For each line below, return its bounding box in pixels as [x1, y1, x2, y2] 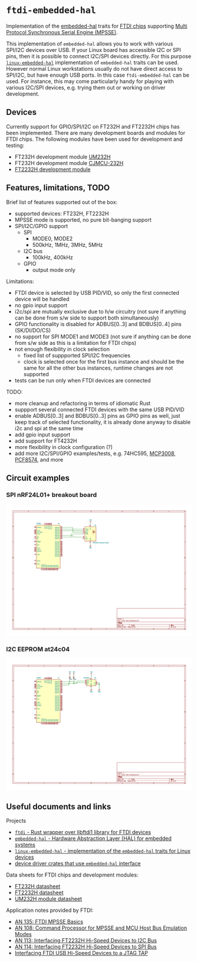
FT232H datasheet [14, 883, 61, 890]
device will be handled [14, 295, 70, 302]
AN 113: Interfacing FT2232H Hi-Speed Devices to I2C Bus [14, 937, 157, 944]
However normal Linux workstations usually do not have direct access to [6, 65, 183, 72]
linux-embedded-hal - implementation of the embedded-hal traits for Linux [14, 848, 191, 855]
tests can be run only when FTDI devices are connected [14, 377, 151, 384]
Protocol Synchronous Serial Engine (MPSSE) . [6, 28, 118, 35]
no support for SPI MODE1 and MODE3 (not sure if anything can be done [14, 333, 192, 340]
